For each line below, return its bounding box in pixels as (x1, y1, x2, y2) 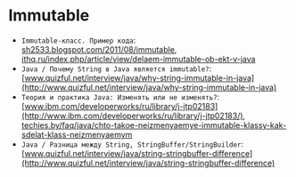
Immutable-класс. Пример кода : (21, 35, 136, 45)
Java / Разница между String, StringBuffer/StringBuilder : (21, 139, 244, 149)
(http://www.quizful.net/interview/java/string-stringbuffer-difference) (21, 157, 275, 168)
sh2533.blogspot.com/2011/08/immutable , (21, 44, 177, 54)
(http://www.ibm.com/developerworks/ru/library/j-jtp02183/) (21, 110, 243, 121)
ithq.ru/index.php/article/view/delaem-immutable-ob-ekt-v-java (21, 53, 256, 64)
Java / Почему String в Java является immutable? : (21, 63, 212, 74)
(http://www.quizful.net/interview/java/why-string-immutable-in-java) (21, 82, 277, 93)
